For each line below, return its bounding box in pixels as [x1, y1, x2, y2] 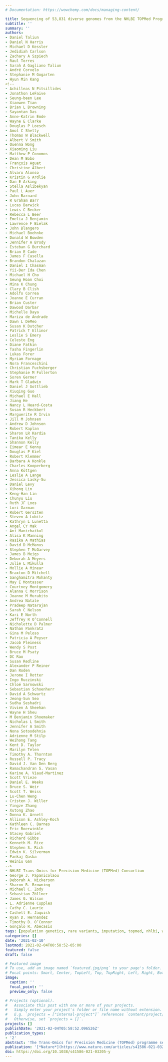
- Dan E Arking [5, 179, 37, 184]
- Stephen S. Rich [5, 845, 43, 850]
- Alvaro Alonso [5, 170, 39, 175]
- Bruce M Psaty [5, 649, 39, 654]
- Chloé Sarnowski [5, 682, 43, 687]
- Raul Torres [5, 58, 35, 63]
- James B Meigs [5, 552, 39, 557]
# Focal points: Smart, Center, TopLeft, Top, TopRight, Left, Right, [5, 970, 155, 975]
